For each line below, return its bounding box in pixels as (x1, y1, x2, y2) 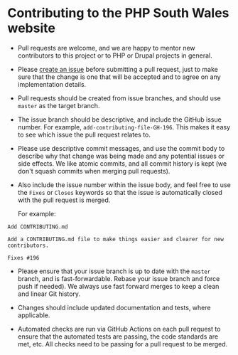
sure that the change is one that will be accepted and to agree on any (17, 73, 222, 81)
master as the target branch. (17, 101, 100, 110)
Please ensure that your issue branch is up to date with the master (17, 267, 211, 275)
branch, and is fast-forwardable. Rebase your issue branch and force (17, 274, 220, 282)
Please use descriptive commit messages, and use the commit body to (17, 144, 225, 152)
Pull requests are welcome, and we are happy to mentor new (17, 43, 195, 52)
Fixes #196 (7, 254, 40, 261)
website (7, 20, 55, 36)
